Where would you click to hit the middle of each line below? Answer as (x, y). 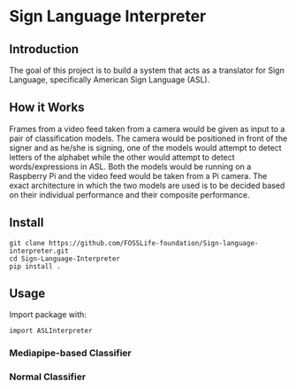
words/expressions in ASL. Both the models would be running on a (130, 167)
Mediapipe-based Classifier (71, 354)
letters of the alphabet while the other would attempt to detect (122, 157)
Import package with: (48, 315)
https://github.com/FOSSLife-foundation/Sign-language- (153, 243)
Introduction (44, 49)
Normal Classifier (48, 377)
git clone (27, 243)
